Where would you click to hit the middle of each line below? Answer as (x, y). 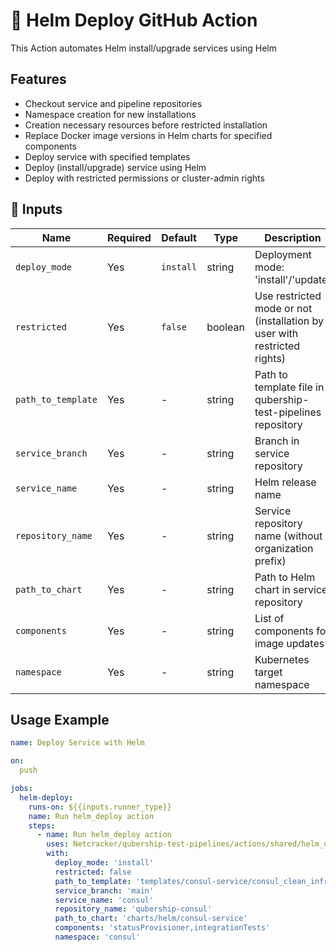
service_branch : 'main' (104, 890)
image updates (289, 643)
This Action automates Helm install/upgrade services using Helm (143, 48)
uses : (58, 844)
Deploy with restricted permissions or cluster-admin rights (144, 178)
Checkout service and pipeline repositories (113, 103)
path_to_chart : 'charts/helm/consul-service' (151, 919)
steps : (42, 825)
